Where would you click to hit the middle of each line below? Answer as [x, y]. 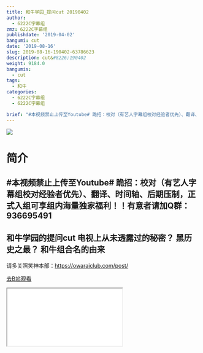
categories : [21, 92]
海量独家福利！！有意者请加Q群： [126, 206]
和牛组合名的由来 [73, 250]
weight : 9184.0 [26, 63]
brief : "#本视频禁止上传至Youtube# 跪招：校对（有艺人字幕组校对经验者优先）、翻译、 [103, 114]
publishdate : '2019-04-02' [41, 35]
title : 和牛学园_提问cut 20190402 [48, 12]
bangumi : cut [23, 41]
